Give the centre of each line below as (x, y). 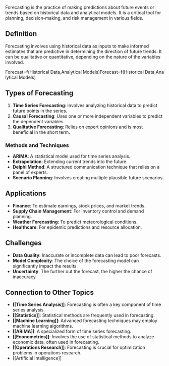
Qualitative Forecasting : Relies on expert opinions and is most (78, 127)
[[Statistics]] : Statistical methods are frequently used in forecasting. (83, 316)
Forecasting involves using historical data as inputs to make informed (77, 46)
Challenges (23, 243)
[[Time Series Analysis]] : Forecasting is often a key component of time (87, 304)
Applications (26, 194)
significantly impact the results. (45, 266)
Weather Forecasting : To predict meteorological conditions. (75, 222)
